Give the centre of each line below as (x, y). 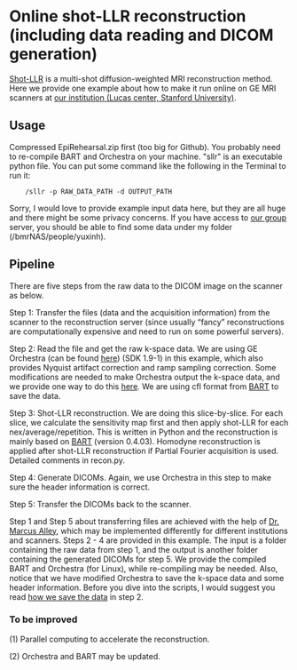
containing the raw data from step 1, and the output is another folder (134, 549)
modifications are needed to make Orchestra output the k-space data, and (145, 377)
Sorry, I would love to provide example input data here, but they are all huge (148, 208)
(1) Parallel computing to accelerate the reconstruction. (109, 639)
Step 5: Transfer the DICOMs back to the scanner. (100, 504)
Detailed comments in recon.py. (67, 460)
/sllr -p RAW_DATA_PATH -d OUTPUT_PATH (99, 191)
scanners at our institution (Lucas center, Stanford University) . (123, 97)
